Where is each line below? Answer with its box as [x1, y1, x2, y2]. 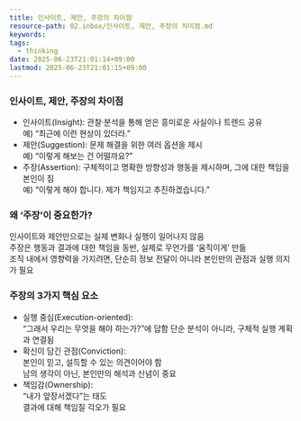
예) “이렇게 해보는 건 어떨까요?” [22, 150, 133, 162]
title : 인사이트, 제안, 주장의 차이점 [9, 13, 132, 22]
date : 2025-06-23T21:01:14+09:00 [9, 55, 135, 64]
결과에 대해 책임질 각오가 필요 [22, 401, 126, 412]
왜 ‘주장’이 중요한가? [9, 209, 93, 221]
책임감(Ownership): [22, 379, 94, 390]
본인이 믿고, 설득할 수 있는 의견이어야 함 [22, 356, 162, 367]
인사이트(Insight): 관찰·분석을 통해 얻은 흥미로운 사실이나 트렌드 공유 [22, 117, 263, 128]
